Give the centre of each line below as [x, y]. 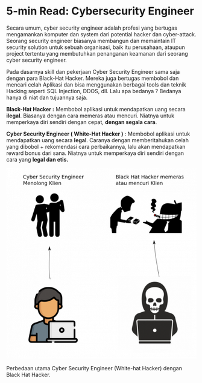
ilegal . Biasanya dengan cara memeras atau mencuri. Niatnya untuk [90, 116]
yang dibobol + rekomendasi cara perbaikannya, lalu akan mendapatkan [96, 146]
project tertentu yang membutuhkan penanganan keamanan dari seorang [97, 53]
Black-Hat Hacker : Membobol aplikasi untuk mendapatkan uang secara [96, 109]
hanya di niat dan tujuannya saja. [47, 97]
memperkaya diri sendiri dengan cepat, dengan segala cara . [82, 122]
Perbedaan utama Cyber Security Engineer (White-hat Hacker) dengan [94, 368]
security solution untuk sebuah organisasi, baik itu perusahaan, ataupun [96, 47]
